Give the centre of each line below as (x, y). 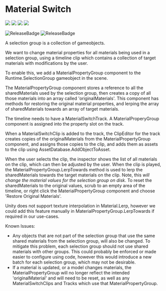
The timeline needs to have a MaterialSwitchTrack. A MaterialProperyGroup (82, 119)
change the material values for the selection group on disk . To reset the (79, 180)
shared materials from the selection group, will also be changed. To (81, 241)
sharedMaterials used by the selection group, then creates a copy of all (78, 93)
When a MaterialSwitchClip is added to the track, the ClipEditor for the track (83, 134)
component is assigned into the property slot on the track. (65, 124)
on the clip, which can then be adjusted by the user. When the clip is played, (83, 164)
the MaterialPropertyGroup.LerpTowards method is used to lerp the (74, 169)
